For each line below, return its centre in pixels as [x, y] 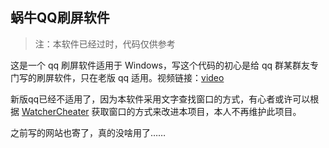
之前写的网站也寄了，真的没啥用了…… [88, 132]
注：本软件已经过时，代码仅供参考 [105, 44]
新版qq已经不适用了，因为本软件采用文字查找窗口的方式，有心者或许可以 [160, 99]
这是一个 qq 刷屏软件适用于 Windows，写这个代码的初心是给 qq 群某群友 [160, 65]
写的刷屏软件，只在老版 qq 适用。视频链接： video [121, 77]
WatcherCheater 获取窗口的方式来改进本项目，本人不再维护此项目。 [161, 111]
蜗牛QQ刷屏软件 [60, 18]
